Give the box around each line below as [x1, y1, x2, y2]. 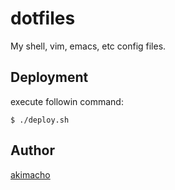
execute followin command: [10, 95, 124, 107]
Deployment [10, 69, 89, 86]
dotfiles [10, 7, 76, 30]
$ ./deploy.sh [10, 115, 70, 125]
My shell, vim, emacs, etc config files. [10, 40, 167, 52]
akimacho [10, 168, 51, 181]
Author [10, 142, 55, 159]
